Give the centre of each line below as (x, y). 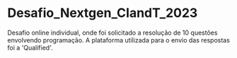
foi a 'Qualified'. (30, 47)
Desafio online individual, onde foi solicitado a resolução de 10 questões (112, 33)
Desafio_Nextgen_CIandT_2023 (103, 13)
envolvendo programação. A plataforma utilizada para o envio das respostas (118, 40)
